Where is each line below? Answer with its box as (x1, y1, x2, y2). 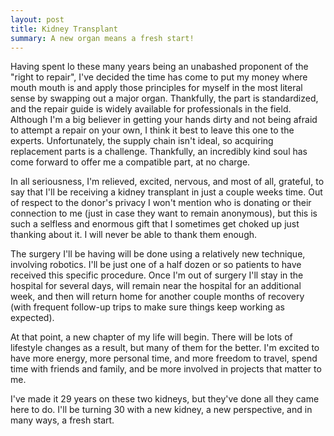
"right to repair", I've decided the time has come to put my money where (10, 71, 308, 83)
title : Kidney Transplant (10, 24, 118, 34)
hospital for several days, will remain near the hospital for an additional (10, 280, 302, 292)
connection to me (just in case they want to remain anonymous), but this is (10, 207, 318, 220)
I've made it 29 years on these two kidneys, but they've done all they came (10, 393, 320, 405)
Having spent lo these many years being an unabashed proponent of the (10, 61, 309, 73)
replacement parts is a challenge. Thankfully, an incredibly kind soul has (10, 146, 308, 158)
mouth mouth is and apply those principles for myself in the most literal (10, 82, 303, 94)
